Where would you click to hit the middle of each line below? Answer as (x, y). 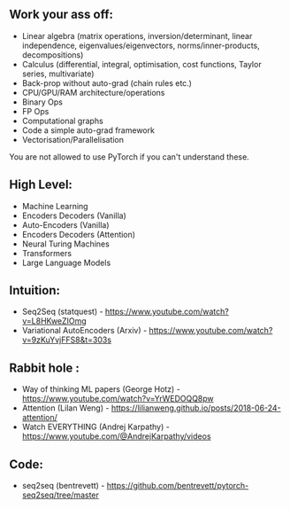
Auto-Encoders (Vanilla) (65, 224)
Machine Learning (55, 206)
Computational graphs (62, 121)
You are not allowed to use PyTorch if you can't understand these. (129, 157)
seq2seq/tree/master (61, 495)
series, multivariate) (58, 74)
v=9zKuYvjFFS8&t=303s (67, 340)
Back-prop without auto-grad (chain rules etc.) (107, 82)
